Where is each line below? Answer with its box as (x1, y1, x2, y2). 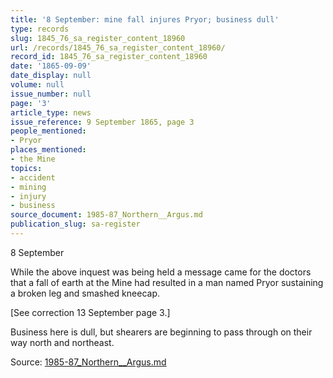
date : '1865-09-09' (10, 61, 92, 71)
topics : (10, 163, 43, 173)
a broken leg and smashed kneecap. (10, 287, 160, 299)
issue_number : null (10, 89, 92, 99)
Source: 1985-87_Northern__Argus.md (10, 356, 167, 368)
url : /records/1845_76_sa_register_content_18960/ (10, 42, 226, 53)
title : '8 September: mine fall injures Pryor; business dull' (10, 14, 280, 25)
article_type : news (10, 107, 92, 118)
